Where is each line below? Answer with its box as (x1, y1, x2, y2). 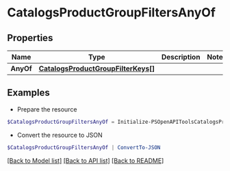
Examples (7, 87, 50, 98)
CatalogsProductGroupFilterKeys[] (38, 64, 155, 73)
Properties (7, 32, 53, 44)
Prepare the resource (16, 105, 77, 114)
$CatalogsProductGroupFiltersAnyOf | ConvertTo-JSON (7, 144, 161, 151)
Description (161, 53, 201, 62)
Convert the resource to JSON (16, 131, 103, 139)
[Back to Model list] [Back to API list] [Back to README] (7, 156, 164, 165)
